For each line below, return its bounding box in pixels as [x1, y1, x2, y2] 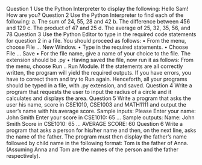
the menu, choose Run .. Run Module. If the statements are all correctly [6, 63, 183, 70]
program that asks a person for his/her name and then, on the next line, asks [6, 126, 197, 134]
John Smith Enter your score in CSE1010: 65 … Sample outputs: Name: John [6, 114, 195, 121]
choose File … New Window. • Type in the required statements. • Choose [6, 43, 189, 51]
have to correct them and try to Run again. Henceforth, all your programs [6, 75, 188, 82]
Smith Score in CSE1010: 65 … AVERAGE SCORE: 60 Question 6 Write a [6, 120, 183, 127]
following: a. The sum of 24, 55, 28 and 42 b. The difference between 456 [6, 18, 191, 25]
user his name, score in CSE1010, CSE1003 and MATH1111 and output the [6, 101, 187, 108]
